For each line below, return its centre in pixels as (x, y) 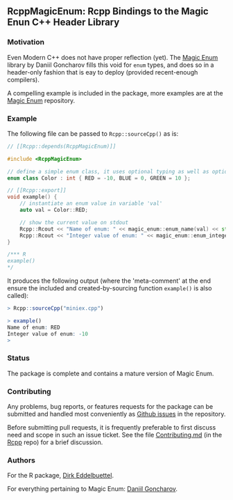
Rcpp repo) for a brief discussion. (55, 442)
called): (18, 296)
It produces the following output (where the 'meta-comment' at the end (109, 281)
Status (18, 358)
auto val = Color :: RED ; (54, 210)
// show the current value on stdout (74, 222)
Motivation (26, 42)
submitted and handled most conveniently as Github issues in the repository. (116, 414)
